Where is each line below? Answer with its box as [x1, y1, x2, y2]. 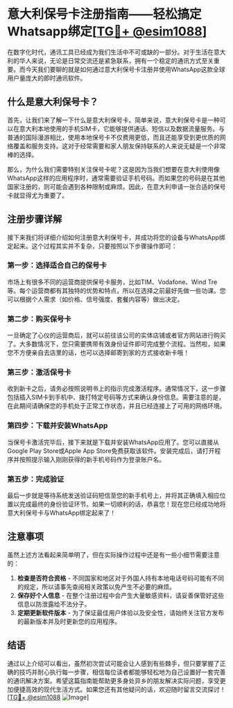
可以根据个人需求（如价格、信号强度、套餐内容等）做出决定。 [7, 295, 184, 303]
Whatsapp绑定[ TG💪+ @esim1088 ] [7, 24, 207, 39]
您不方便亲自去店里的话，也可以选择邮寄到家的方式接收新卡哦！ [7, 348, 189, 357]
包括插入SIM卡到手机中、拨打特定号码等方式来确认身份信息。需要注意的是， [7, 393, 225, 402]
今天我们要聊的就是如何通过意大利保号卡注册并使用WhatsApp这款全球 [25, 65, 225, 73]
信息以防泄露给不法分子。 [17, 600, 91, 608]
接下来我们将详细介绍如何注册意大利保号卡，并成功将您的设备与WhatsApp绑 [7, 233, 225, 241]
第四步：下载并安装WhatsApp [7, 421, 108, 430]
